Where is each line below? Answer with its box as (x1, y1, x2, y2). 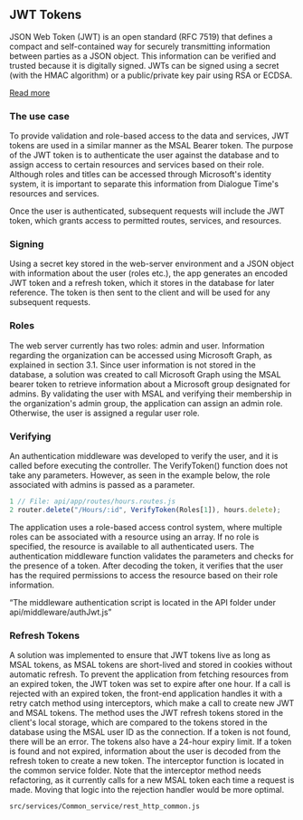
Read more (9, 87, 51, 98)
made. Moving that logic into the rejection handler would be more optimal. (9, 785, 285, 796)
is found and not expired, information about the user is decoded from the (9, 746, 281, 757)
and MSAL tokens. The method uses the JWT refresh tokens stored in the (9, 708, 283, 719)
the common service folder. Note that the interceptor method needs (9, 765, 262, 777)
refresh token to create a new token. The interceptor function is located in (9, 756, 285, 767)
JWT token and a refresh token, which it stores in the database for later (9, 278, 275, 289)
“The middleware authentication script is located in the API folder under (9, 596, 276, 607)
